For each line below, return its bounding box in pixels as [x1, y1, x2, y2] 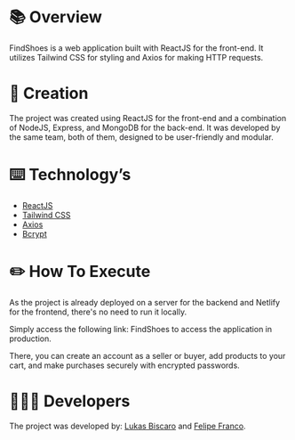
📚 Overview [9, 7, 102, 28]
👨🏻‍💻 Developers [9, 391, 131, 411]
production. [9, 333, 52, 344]
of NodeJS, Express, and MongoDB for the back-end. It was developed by [9, 122, 281, 133]
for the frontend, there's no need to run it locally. [9, 306, 187, 317]
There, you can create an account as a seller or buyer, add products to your [9, 350, 286, 361]
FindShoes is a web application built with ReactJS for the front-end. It [9, 42, 264, 53]
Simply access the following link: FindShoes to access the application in [9, 323, 273, 334]
